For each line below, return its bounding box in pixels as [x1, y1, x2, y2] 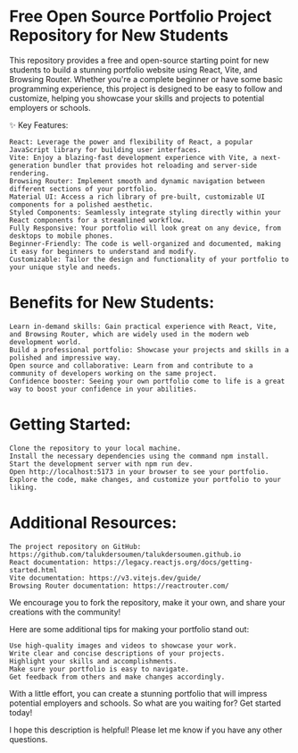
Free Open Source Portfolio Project [9, 6, 272, 27]
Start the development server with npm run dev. [9, 459, 194, 469]
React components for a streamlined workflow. [9, 216, 186, 224]
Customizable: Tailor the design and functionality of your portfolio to [9, 255, 290, 264]
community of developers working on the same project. [9, 368, 218, 377]
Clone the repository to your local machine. [9, 444, 181, 453]
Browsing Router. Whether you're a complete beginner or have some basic [9, 73, 284, 84]
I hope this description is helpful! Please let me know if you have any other [9, 724, 283, 735]
